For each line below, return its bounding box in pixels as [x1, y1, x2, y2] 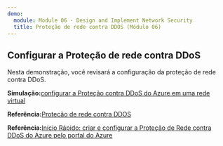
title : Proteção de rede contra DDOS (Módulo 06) [13, 23, 161, 30]
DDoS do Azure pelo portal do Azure [7, 131, 113, 140]
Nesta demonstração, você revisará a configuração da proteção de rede [7, 68, 216, 77]
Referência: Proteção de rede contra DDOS [7, 110, 132, 119]
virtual [7, 96, 26, 105]
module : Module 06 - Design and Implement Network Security [13, 17, 193, 24]
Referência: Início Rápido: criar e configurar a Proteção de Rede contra [7, 124, 212, 132]
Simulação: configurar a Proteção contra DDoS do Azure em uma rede [7, 89, 210, 98]
